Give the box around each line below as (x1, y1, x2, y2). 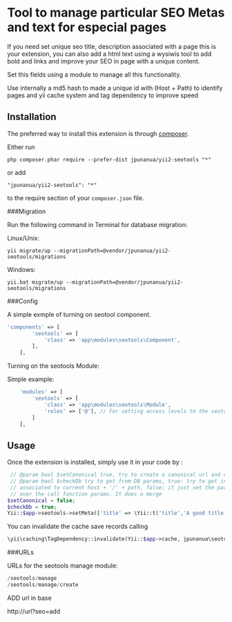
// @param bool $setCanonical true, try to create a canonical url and (10, 472, 221, 478)
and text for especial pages (7, 19, 167, 35)
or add (7, 168, 26, 177)
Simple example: (7, 375, 55, 384)
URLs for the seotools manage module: (7, 561, 118, 570)
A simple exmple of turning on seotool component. (7, 310, 151, 318)
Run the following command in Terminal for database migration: (7, 220, 188, 229)
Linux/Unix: (7, 233, 40, 242)
